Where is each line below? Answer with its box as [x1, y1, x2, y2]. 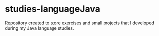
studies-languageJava [5, 3, 101, 15]
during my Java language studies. [5, 25, 74, 31]
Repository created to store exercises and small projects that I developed [5, 20, 155, 26]
